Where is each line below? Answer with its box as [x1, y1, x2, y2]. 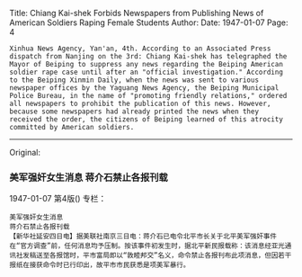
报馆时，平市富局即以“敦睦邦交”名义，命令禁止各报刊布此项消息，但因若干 [56, 251, 292, 260]
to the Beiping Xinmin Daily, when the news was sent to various [9, 76, 259, 85]
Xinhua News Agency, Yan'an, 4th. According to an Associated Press [9, 44, 271, 53]
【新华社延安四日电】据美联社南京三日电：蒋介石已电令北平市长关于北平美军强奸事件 [9, 232, 277, 241]
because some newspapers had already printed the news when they [9, 107, 259, 116]
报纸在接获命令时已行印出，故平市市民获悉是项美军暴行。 [9, 261, 191, 270]
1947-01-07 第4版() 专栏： [9, 193, 107, 204]
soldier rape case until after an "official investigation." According [9, 67, 283, 76]
